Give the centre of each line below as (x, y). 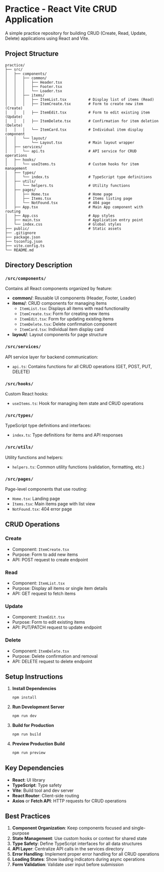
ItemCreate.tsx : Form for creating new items (65, 314)
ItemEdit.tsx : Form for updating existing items (67, 319)
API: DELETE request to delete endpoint (52, 661)
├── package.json (23, 237)
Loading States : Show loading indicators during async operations (79, 859)
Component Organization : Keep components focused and (71, 828)
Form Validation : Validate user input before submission (68, 865)
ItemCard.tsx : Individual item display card (61, 329)
